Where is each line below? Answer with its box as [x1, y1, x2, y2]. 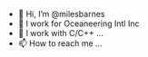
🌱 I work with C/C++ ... [17, 28, 104, 38]
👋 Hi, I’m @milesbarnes [17, 9, 106, 19]
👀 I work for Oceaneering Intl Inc [17, 18, 140, 29]
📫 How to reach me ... [17, 38, 103, 49]
